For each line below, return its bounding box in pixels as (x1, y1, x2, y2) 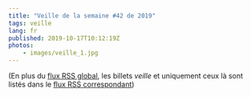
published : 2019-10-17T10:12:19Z (8, 34, 120, 42)
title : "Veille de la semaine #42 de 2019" (8, 11, 156, 20)
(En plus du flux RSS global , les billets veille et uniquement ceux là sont (8, 71, 243, 80)
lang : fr (8, 26, 38, 34)
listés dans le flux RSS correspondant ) (8, 79, 135, 89)
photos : (8, 42, 34, 50)
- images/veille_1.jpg (22, 49, 99, 57)
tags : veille (8, 19, 52, 27)
